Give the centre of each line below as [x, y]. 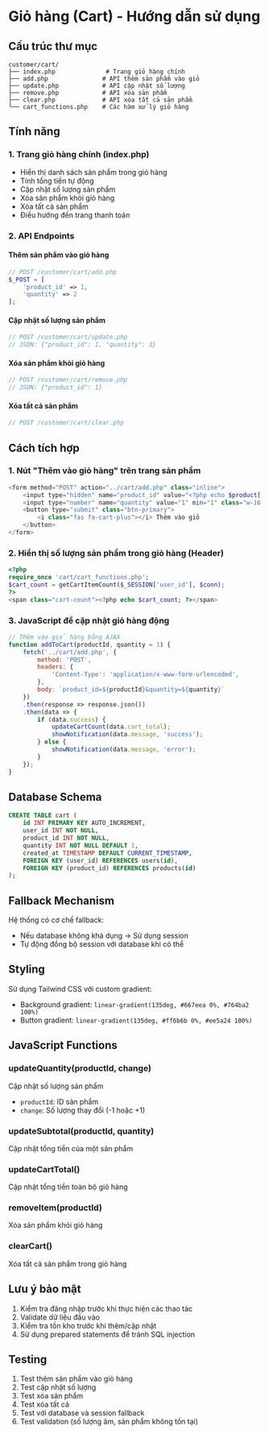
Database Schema [55, 797]
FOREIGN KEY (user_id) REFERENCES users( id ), [101, 860]
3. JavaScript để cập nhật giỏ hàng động [89, 620]
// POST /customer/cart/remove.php [68, 380]
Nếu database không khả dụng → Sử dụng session [104, 936]
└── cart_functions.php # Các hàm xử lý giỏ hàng [99, 107]
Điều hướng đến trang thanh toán [75, 215]
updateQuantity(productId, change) [80, 1068]
